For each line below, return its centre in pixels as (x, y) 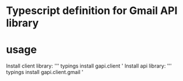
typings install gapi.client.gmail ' (45, 72)
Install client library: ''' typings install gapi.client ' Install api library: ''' (89, 66)
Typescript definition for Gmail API (92, 11)
